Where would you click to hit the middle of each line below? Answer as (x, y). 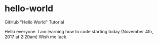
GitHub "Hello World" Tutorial (35, 22)
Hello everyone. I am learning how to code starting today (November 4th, (79, 31)
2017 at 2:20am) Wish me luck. (36, 37)
